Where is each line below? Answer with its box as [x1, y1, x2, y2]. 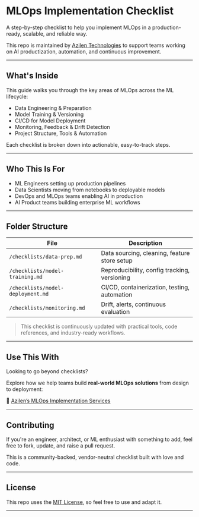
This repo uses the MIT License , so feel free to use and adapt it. [6, 498, 162, 506]
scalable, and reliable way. [23, 30, 88, 37]
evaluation [101, 308, 130, 316]
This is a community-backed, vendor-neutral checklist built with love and [6, 453, 184, 461]
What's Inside [6, 71, 59, 81]
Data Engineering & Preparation [14, 104, 92, 111]
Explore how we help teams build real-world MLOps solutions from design [6, 379, 190, 387]
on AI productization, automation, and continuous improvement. [6, 48, 162, 55]
